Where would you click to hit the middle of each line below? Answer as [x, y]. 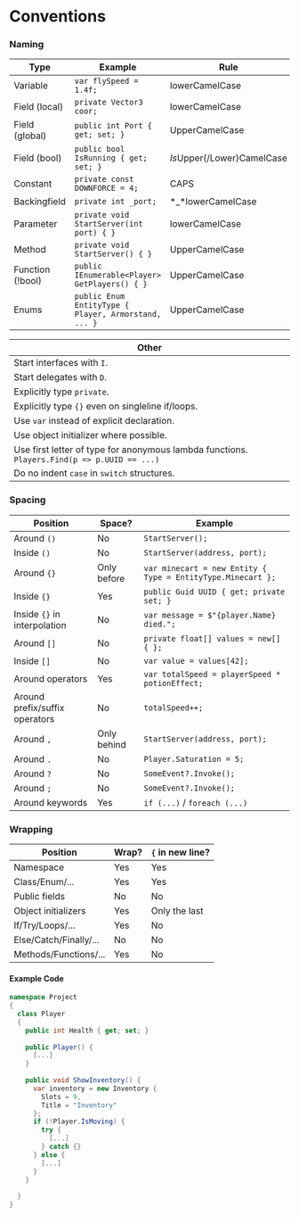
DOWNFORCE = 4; [106, 188]
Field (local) [39, 107]
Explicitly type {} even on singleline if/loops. [106, 406]
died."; [160, 624]
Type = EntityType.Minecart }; [210, 577]
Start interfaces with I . [61, 363]
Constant [33, 184]
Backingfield [40, 202]
